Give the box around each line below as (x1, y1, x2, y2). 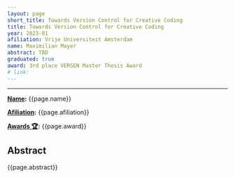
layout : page (7, 10, 45, 17)
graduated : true (7, 56, 55, 63)
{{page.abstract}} (7, 163, 58, 172)
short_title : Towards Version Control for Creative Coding (7, 17, 183, 24)
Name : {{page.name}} (7, 94, 72, 103)
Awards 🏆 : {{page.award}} (7, 121, 87, 130)
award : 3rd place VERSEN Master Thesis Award (7, 62, 142, 69)
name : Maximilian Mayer (7, 43, 77, 50)
